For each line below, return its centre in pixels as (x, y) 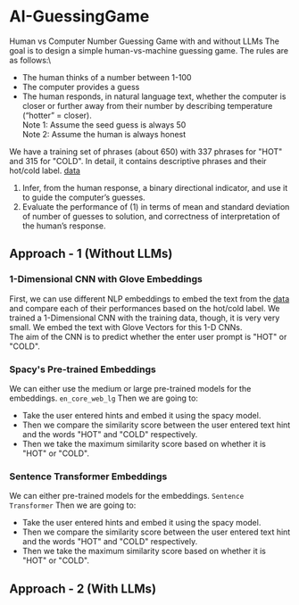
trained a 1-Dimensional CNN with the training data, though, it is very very (145, 318)
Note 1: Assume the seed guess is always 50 (104, 124)
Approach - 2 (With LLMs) (83, 588)
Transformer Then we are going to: (73, 505)
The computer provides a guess (81, 87)
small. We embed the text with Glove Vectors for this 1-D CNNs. (126, 327)
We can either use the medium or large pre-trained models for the (130, 388)
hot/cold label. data (45, 170)
